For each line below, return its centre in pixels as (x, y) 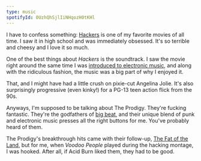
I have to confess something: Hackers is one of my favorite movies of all (95, 34)
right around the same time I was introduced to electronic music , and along (99, 65)
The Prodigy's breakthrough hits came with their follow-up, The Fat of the (97, 138)
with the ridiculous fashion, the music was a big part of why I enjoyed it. (95, 71)
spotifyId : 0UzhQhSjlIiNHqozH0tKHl (51, 17)
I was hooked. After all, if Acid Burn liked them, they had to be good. (91, 151)
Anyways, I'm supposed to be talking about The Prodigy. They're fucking (96, 108)
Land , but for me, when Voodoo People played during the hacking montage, (100, 145)
